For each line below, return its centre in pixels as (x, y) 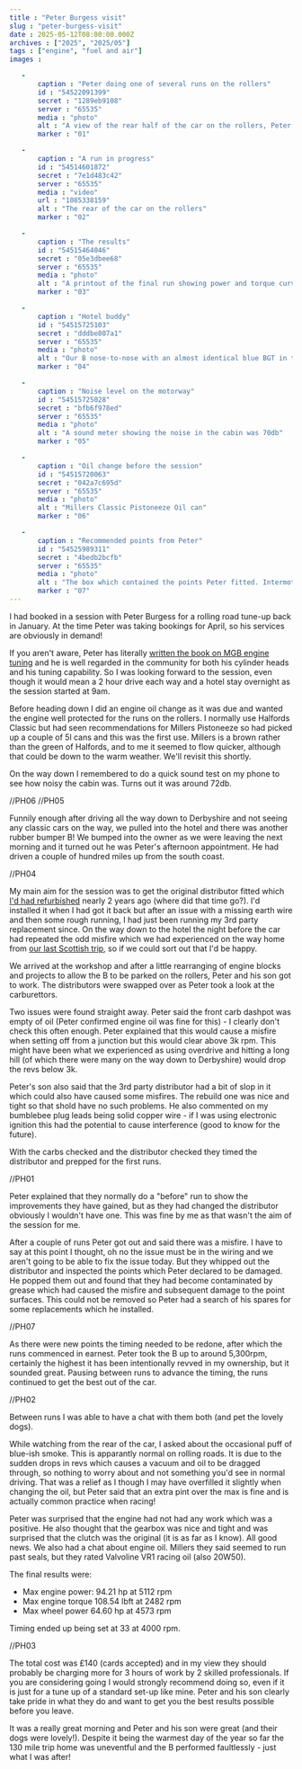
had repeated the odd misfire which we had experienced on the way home (147, 938)
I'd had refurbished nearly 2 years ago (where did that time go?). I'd (135, 901)
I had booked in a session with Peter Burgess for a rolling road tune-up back (151, 616)
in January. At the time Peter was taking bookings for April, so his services (147, 626)
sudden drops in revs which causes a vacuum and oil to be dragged (135, 1462)
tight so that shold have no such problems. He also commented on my (139, 1106)
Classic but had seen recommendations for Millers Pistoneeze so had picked (151, 727)
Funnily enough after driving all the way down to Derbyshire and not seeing (148, 818)
